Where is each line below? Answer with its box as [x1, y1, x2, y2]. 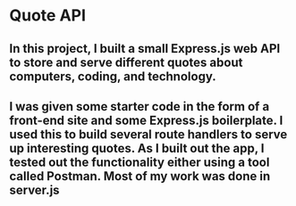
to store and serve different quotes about [9, 54, 243, 70]
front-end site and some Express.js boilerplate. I [9, 112, 283, 128]
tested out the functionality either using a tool [9, 154, 270, 169]
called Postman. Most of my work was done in [9, 169, 271, 184]
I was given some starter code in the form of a [9, 99, 270, 114]
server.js [9, 182, 60, 197]
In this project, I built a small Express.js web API [9, 41, 281, 56]
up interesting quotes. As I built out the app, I [9, 140, 265, 156]
